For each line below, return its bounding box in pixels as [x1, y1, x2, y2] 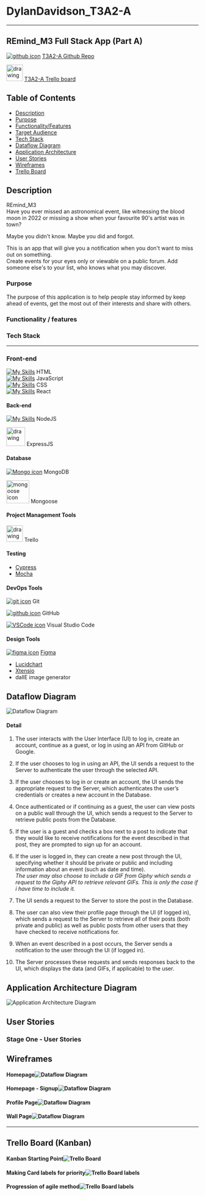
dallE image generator [15, 674, 71, 681]
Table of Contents [6, 93, 76, 103]
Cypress [15, 564, 37, 571]
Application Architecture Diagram [6, 982, 137, 993]
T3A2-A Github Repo [41, 52, 95, 59]
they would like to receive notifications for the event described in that [15, 834, 190, 842]
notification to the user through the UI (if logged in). [15, 947, 145, 954]
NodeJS [36, 415, 57, 423]
